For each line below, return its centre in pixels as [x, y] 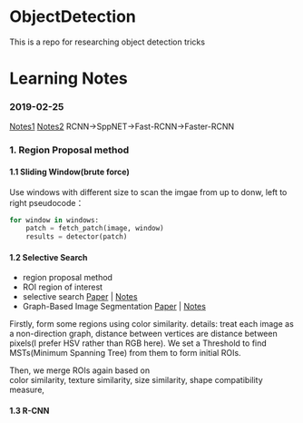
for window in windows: [54, 220]
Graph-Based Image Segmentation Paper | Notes [114, 307]
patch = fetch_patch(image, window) [95, 229]
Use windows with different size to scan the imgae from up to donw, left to [148, 192]
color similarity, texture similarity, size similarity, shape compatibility [136, 380]
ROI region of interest [62, 287]
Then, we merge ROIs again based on [80, 370]
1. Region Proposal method [69, 150]
